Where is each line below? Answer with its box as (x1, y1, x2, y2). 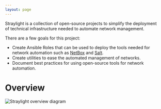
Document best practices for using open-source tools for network (12, 60, 144, 66)
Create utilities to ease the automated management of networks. (12, 54, 141, 61)
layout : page (5, 7, 32, 12)
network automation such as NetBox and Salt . (12, 50, 104, 55)
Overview (5, 82, 45, 93)
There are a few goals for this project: (5, 35, 80, 41)
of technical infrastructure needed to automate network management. (5, 25, 145, 32)
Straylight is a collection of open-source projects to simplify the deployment (5, 20, 157, 26)
